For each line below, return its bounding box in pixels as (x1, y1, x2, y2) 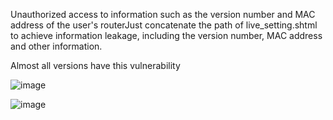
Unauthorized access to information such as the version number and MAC (10, 9, 316, 20)
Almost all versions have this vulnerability (10, 60, 181, 71)
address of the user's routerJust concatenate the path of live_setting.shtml (10, 19, 318, 31)
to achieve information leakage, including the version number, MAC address (10, 30, 323, 41)
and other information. (10, 40, 103, 52)
